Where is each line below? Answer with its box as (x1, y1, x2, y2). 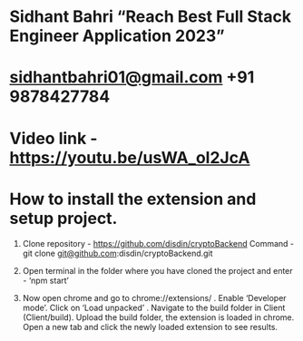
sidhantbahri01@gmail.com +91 (9, 67, 255, 88)
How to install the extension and (9, 189, 257, 209)
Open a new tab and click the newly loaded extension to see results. (22, 321, 279, 332)
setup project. (9, 208, 118, 229)
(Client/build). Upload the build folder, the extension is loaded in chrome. (22, 311, 295, 323)
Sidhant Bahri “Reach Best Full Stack (9, 6, 292, 27)
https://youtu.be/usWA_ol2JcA (9, 147, 250, 168)
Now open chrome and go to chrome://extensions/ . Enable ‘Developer (22, 292, 288, 303)
